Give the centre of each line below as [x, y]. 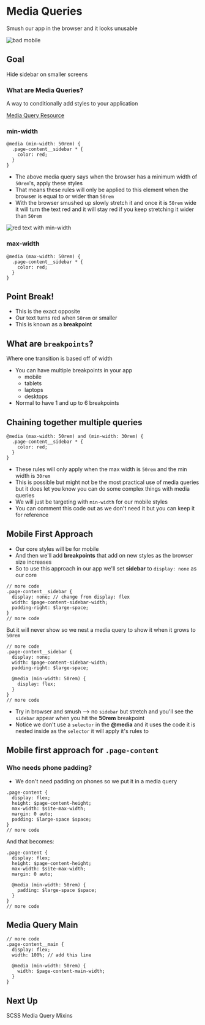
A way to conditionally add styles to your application [72, 104]
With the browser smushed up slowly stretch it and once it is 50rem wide [106, 203]
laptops [34, 390]
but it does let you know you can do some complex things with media [102, 489]
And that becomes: [30, 841]
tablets [33, 383]
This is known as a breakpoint [54, 324]
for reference [32, 515]
